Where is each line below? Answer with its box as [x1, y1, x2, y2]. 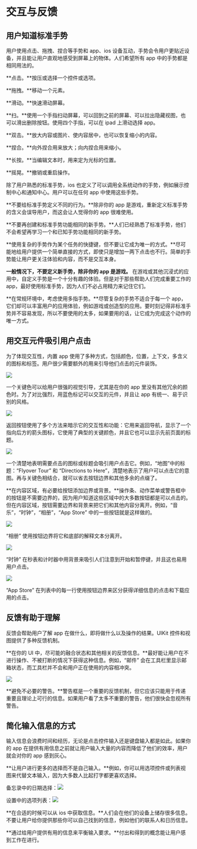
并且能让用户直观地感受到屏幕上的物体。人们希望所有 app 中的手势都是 [16, 55, 188, 62]
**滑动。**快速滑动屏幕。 [6, 99, 69, 106]
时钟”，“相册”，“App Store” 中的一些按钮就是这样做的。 [21, 509, 155, 516]
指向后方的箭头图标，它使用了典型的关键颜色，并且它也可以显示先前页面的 [6, 429, 186, 436]
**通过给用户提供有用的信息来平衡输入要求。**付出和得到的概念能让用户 [6, 829, 181, 836]
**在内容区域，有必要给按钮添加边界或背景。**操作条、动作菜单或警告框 [6, 486, 181, 493]
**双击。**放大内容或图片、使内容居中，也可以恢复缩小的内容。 [6, 131, 161, 138]
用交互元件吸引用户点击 [6, 336, 91, 346]
